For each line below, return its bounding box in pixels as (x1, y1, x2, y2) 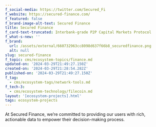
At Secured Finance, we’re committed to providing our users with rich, (5, 111, 146, 117)
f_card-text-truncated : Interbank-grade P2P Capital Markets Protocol (5, 30, 152, 35)
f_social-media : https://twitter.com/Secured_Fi (5, 7, 106, 12)
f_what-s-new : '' (5, 35, 40, 40)
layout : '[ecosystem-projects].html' (5, 93, 82, 98)
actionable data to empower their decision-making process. (5, 117, 125, 123)
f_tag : (5, 75, 19, 80)
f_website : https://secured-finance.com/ (5, 12, 91, 17)
